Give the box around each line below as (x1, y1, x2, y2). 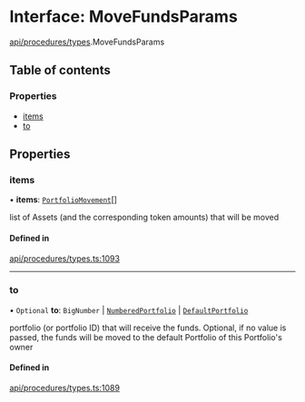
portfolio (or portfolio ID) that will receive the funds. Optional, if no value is (9, 322, 287, 333)
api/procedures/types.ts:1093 (9, 252, 121, 264)
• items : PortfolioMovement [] (9, 194, 118, 205)
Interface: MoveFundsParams (9, 6, 238, 27)
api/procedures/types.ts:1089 (9, 383, 121, 394)
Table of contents (9, 63, 111, 78)
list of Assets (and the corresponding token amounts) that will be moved (9, 211, 280, 223)
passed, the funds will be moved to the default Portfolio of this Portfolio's (9, 331, 283, 342)
